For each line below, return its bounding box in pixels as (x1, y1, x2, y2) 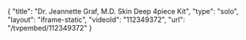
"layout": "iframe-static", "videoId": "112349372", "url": (7, 15, 186, 24)
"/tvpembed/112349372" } (7, 24, 92, 32)
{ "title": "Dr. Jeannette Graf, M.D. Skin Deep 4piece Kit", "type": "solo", (7, 7, 239, 16)
